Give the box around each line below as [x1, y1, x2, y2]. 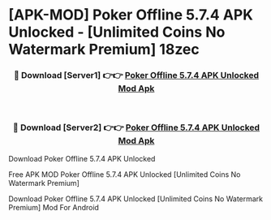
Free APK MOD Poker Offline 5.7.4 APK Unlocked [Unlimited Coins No [8, 169, 241, 179]
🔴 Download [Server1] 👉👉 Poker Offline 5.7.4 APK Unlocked [13, 70, 260, 81]
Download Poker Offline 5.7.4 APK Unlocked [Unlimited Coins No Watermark [8, 193, 264, 204]
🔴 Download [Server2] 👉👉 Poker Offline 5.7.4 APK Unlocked [12, 122, 260, 133]
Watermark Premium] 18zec [8, 41, 200, 58]
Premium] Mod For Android [8, 202, 100, 212]
